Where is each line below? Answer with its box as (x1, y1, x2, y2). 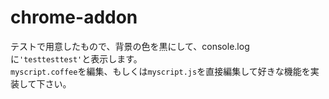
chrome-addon (10, 6, 138, 29)
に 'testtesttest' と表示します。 (10, 52, 143, 65)
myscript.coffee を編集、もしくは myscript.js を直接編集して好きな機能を (10, 65, 311, 77)
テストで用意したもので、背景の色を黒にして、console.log (10, 40, 250, 52)
